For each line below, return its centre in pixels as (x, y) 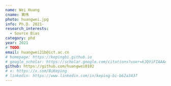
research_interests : (27, 29)
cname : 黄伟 (17, 15)
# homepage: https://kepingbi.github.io (49, 57)
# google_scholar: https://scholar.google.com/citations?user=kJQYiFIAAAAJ (87, 62)
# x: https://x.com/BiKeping (36, 71)
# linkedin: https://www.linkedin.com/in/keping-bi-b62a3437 (72, 76)
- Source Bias (25, 33)
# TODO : (13, 48)
